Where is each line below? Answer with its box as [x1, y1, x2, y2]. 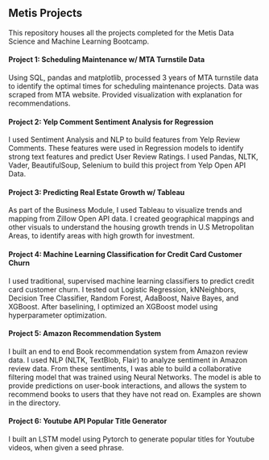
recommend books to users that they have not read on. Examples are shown [8, 389, 262, 399]
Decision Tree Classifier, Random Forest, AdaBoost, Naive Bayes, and [8, 293, 239, 303]
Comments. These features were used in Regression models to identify [8, 143, 244, 153]
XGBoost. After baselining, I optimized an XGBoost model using [8, 301, 218, 311]
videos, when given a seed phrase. [8, 443, 125, 453]
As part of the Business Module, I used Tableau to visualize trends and [8, 205, 242, 215]
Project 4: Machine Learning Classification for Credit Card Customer [8, 250, 242, 259]
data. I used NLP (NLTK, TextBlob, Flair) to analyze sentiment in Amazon [8, 354, 248, 365]
